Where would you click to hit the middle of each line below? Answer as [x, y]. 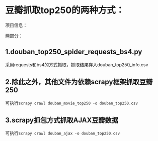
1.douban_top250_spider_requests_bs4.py [74, 52]
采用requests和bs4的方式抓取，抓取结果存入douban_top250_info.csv [77, 64]
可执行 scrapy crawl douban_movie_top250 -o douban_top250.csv [72, 103]
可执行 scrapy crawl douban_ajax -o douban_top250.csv [63, 133]
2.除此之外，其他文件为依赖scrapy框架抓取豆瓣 [79, 82]
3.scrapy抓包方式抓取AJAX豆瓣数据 [62, 120]
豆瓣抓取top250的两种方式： [65, 10]
